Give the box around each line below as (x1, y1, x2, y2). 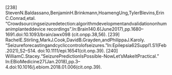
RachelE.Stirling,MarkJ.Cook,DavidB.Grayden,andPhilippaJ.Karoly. (5, 37, 145, 43)
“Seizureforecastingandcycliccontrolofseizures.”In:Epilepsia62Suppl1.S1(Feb (5, 42, 167, 48)
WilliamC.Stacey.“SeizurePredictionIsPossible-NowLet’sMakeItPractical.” (5, 53, 159, 59)
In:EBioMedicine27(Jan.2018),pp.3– (5, 59, 81, 64)
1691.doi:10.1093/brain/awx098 (5, 32, 71, 37)
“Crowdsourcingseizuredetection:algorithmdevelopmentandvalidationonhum (5, 20, 167, 27)
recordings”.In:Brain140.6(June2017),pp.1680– (46, 26, 144, 32)
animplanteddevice (5, 26, 46, 32)
